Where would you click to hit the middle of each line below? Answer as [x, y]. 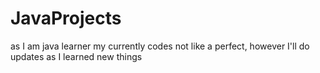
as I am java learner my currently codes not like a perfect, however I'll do [160, 46]
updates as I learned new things [76, 56]
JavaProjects [66, 18]
